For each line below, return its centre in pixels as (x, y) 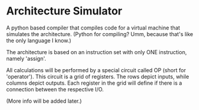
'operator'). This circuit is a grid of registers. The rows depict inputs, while (98, 76)
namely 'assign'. (26, 58)
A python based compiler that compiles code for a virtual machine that (93, 28)
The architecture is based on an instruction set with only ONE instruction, (97, 52)
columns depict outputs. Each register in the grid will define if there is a (94, 83)
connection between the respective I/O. (55, 89)
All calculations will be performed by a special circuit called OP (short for (96, 70)
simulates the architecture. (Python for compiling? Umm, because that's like (100, 34)
